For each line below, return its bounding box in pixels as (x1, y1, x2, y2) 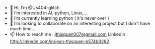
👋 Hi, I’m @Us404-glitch (9, 5, 60, 10)
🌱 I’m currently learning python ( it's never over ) (9, 15, 109, 21)
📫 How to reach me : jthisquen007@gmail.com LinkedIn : (9, 31, 128, 37)
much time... (9, 26, 36, 32)
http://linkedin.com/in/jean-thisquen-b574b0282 (9, 39, 109, 44)
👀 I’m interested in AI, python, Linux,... (9, 10, 88, 16)
